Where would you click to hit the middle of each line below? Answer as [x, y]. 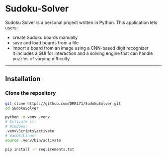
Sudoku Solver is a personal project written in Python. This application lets [81, 22]
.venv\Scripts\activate [30, 131]
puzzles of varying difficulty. [42, 58]
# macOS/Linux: [21, 136]
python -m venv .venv [28, 117]
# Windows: [16, 127]
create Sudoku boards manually [45, 37]
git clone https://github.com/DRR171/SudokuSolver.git [63, 103]
